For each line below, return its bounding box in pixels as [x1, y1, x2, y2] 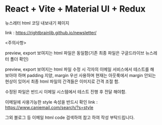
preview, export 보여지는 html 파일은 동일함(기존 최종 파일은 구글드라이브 [5, 50, 145, 56]
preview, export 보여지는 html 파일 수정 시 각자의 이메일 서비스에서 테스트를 [5, 66, 149, 72]
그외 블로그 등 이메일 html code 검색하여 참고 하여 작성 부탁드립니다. [5, 114, 135, 120]
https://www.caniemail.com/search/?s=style [5, 104, 94, 110]
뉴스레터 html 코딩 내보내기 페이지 [5, 20, 69, 26]
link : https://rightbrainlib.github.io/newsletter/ [5, 30, 97, 35]
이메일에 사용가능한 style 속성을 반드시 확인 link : [5, 99, 98, 105]
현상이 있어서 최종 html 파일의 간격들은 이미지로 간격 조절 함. [5, 78, 120, 84]
